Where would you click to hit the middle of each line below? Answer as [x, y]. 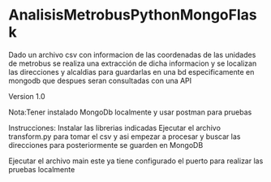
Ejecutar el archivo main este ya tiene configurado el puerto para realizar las [136, 161]
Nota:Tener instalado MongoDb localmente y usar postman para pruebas [130, 112]
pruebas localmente [42, 169]
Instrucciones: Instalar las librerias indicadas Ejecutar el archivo [115, 128]
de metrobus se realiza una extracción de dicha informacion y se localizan [133, 63]
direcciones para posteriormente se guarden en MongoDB [106, 145]
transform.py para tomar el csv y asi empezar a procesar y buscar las [125, 136]
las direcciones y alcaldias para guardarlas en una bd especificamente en [131, 71]
